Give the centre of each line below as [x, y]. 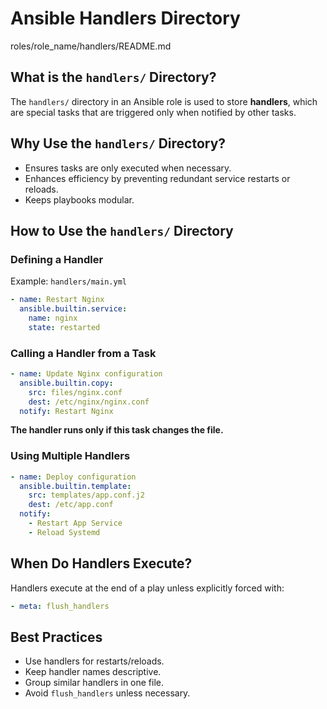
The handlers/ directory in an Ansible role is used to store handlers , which [164, 101]
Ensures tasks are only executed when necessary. [128, 168]
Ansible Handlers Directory [125, 18]
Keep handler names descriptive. [93, 672]
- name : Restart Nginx [57, 300]
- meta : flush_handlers [60, 606]
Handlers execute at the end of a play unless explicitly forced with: [147, 588]
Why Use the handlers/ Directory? [118, 143]
